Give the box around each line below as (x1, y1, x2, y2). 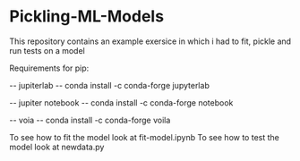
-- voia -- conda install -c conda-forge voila (9, 114, 171, 125)
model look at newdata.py (9, 141, 105, 152)
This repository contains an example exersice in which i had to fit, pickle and (9, 36, 292, 47)
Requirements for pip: (9, 63, 90, 73)
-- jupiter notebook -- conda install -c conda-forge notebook (9, 97, 234, 108)
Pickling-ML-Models (9, 6, 164, 27)
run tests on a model (9, 45, 85, 55)
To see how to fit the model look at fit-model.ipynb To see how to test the (9, 131, 279, 142)
